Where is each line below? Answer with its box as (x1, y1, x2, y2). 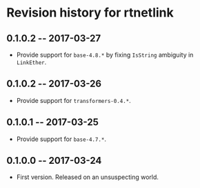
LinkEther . (16, 58, 47, 66)
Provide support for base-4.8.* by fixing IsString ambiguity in (16, 50, 194, 59)
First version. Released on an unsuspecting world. (16, 173, 159, 181)
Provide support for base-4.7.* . (16, 135, 107, 143)
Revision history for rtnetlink (6, 5, 174, 21)
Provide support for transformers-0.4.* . (16, 96, 132, 104)
